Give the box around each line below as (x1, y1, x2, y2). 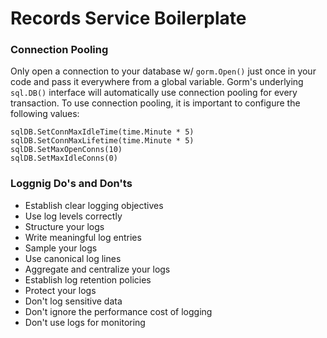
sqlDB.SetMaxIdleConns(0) (10, 153, 118, 164)
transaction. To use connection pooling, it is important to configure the (10, 97, 301, 109)
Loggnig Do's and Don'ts (10, 177, 133, 191)
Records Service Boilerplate (10, 7, 247, 30)
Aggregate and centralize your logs (24, 263, 171, 275)
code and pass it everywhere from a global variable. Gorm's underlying (10, 76, 304, 88)
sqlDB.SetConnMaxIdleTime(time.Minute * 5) (10, 127, 195, 137)
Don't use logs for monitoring (24, 316, 146, 328)
